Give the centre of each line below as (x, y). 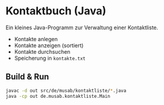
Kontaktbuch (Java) (56, 11)
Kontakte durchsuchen (42, 51)
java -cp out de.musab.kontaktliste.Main (58, 96)
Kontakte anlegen (36, 39)
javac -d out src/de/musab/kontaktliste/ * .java (66, 91)
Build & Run (27, 77)
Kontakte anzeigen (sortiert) (49, 45)
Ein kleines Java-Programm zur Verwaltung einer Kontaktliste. (82, 27)
